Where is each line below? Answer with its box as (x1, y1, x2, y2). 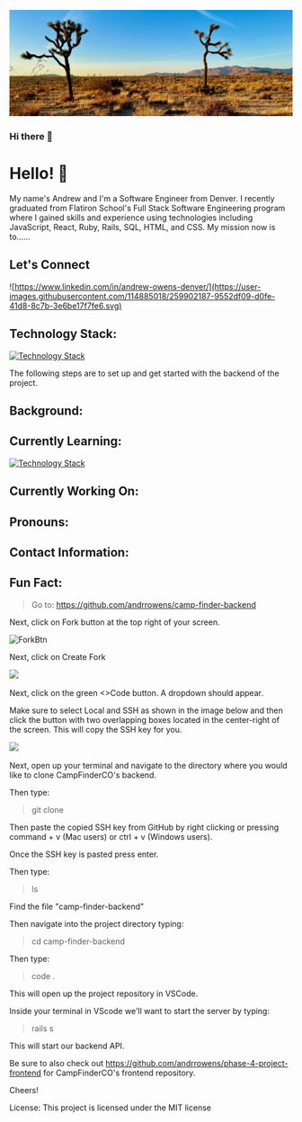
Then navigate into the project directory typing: (9, 918, 184, 929)
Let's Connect (9, 257, 90, 272)
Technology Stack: (9, 326, 118, 342)
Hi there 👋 (9, 130, 54, 143)
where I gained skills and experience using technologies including (9, 212, 253, 223)
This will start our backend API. (9, 1040, 125, 1051)
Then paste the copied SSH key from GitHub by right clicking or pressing (9, 822, 280, 833)
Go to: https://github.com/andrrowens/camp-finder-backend (31, 599, 256, 610)
